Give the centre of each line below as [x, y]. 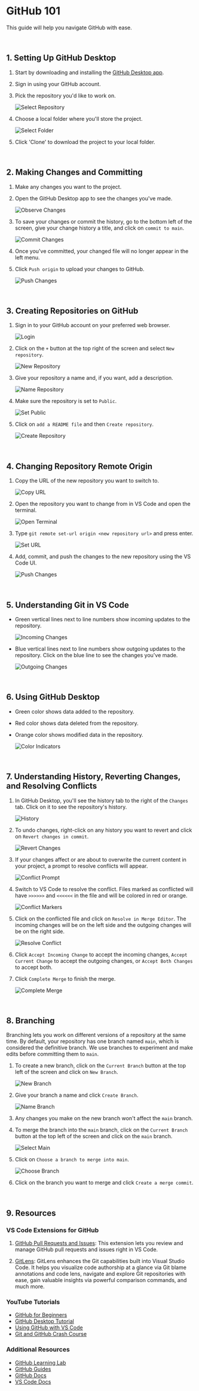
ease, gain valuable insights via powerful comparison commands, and [101, 1280]
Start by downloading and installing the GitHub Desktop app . [89, 72]
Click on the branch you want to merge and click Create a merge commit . [104, 1183]
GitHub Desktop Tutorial [45, 1321]
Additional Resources [38, 1350]
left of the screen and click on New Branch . [66, 1072]
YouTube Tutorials [33, 1302]
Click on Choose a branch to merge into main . [72, 1160]
